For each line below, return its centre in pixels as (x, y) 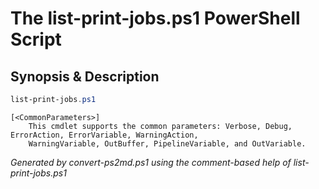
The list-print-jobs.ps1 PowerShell (155, 18)
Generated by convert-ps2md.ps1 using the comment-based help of (151, 162)
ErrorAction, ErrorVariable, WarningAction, (104, 135)
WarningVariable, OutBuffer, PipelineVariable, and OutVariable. (167, 143)
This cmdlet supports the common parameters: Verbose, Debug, (160, 126)
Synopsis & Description (85, 76)
